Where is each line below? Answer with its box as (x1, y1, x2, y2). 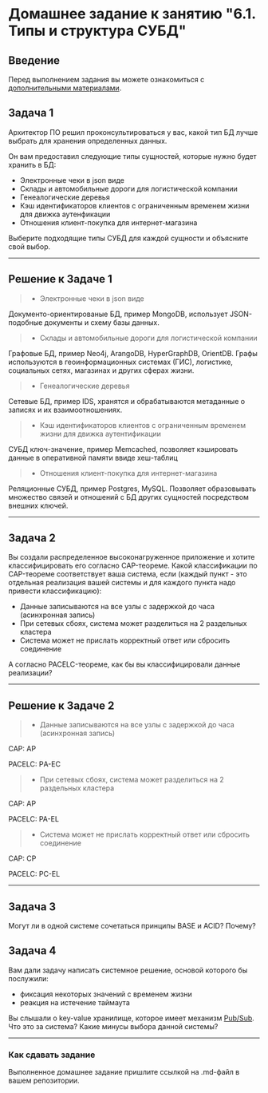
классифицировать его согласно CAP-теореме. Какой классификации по (8, 560, 258, 571)
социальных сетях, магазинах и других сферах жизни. (8, 365, 195, 375)
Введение (8, 53, 61, 67)
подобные (8, 317, 43, 327)
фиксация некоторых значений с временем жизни (19, 989, 193, 999)
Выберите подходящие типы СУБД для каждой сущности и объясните (8, 233, 249, 243)
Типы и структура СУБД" (8, 22, 187, 40)
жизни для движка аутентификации (39, 429, 162, 438)
